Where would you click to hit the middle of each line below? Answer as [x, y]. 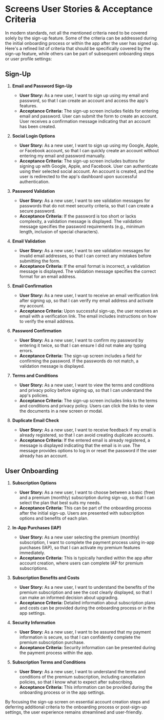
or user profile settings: [29, 59]
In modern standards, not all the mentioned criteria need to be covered [76, 33]
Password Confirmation [37, 331]
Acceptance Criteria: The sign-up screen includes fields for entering [89, 111]
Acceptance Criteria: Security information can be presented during [87, 647]
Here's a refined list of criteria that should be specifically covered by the [78, 48]
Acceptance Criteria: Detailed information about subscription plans [87, 602]
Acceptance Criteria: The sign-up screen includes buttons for [82, 161]
